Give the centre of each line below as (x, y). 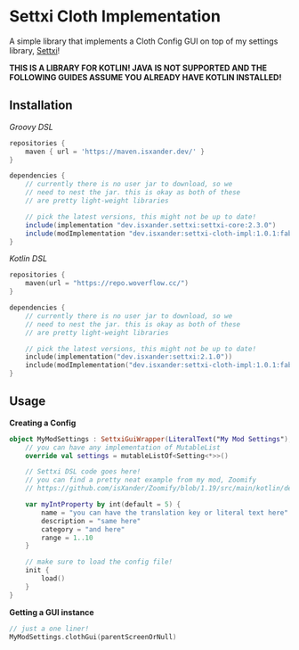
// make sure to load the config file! (99, 562)
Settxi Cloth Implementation (115, 16)
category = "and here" (83, 529)
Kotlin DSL (28, 259)
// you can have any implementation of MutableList (123, 448)
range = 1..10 (67, 538)
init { (37, 571)
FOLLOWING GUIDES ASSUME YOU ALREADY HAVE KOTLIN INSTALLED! (145, 77)
